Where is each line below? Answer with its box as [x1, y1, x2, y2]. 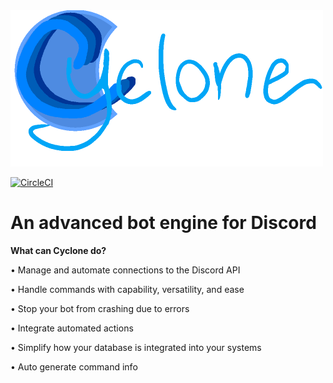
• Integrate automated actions [10, 322, 134, 334]
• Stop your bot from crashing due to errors [10, 302, 190, 314]
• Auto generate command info [10, 360, 138, 373]
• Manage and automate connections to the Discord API [10, 264, 241, 276]
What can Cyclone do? [10, 244, 107, 256]
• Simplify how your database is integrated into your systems [10, 341, 262, 353]
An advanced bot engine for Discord [10, 212, 317, 234]
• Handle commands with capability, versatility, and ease [10, 283, 245, 295]
